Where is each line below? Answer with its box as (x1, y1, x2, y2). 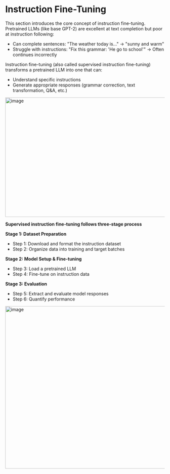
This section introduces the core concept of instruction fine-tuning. (5, 20, 146, 26)
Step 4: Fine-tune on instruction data (12, 271, 90, 277)
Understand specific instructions (12, 76, 81, 82)
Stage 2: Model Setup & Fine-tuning (5, 255, 82, 262)
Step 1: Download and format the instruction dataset (12, 240, 121, 246)
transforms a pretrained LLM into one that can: (5, 67, 103, 73)
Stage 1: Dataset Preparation (5, 231, 67, 237)
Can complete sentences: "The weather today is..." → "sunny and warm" (12, 40, 164, 47)
